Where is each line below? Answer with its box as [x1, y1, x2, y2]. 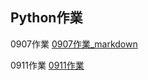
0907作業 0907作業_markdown [10, 38, 138, 50]
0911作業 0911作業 [10, 59, 85, 71]
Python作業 [10, 9, 83, 27]
